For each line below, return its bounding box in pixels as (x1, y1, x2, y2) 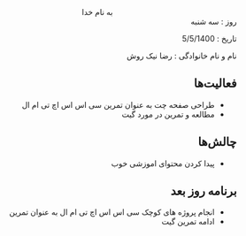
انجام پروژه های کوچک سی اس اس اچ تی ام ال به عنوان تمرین (9, 207, 215, 217)
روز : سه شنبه (190, 16, 237, 27)
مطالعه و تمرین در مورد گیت (121, 109, 215, 119)
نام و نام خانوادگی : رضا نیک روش (127, 50, 237, 61)
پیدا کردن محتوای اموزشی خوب (111, 157, 215, 169)
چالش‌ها (197, 134, 237, 149)
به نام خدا (81, 7, 113, 17)
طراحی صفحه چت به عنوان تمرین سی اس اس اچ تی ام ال (21, 99, 215, 110)
